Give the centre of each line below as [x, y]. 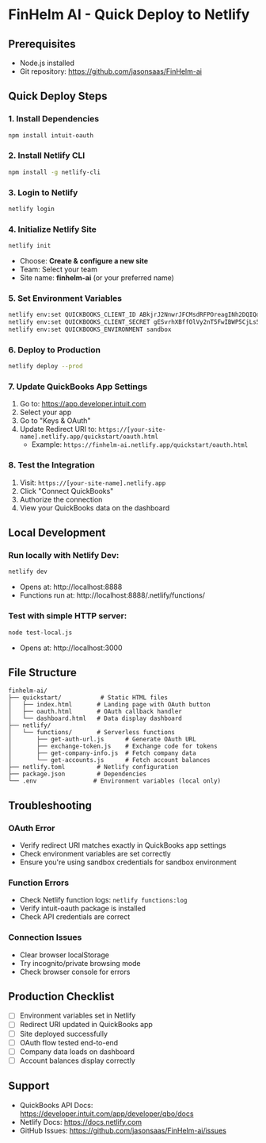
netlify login [32, 209]
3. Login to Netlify [43, 192]
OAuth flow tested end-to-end [69, 1042]
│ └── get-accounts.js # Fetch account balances [110, 760]
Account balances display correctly [78, 1060]
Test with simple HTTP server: [68, 616]
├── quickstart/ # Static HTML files [88, 698]
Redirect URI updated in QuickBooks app [86, 1025]
